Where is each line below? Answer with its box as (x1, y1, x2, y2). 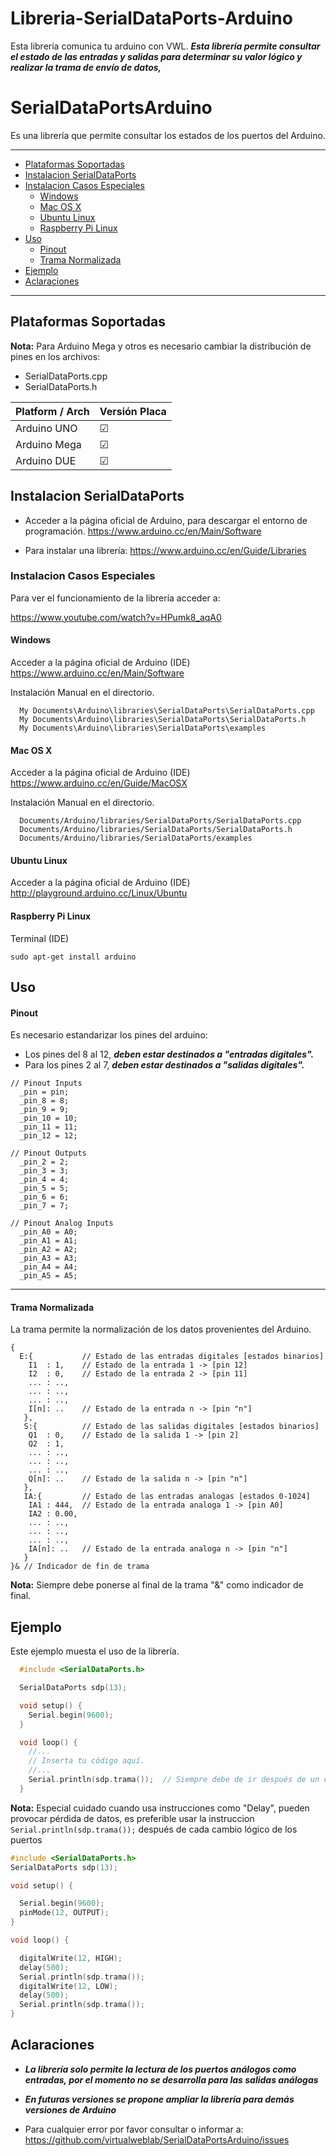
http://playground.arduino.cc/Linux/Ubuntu (10, 887, 188, 899)
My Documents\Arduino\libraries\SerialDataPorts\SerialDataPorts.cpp (19, 706, 315, 716)
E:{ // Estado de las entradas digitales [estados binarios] (19, 1352, 325, 1362)
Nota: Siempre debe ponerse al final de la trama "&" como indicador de (10, 1579, 304, 1591)
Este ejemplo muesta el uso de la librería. (10, 1645, 180, 1657)
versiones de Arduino (24, 2103, 117, 2116)
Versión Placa (99, 404, 167, 418)
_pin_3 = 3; (19, 1166, 70, 1176)
